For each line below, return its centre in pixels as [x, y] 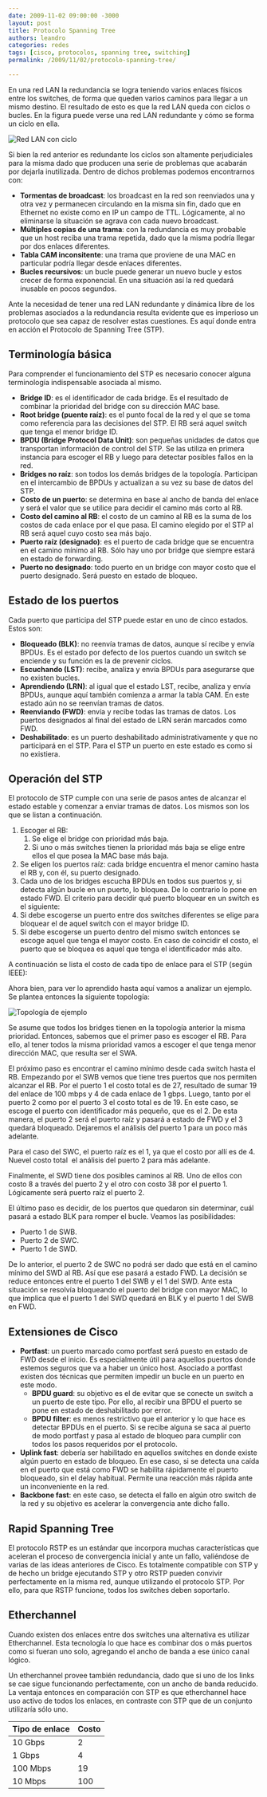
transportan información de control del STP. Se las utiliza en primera [132, 448]
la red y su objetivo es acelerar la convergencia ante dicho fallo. [124, 1504]
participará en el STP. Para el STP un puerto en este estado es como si [136, 745]
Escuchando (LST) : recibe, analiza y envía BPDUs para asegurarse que [137, 669]
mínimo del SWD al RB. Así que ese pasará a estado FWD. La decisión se [128, 1273]
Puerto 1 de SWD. [49, 1249]
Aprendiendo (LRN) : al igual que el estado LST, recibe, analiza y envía [135, 686]
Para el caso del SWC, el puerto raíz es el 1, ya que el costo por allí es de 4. [132, 1152]
